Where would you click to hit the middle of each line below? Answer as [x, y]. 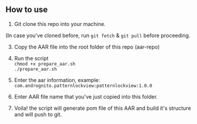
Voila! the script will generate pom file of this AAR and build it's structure [103, 108]
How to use [27, 10]
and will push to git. [38, 114]
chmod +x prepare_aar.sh [45, 64]
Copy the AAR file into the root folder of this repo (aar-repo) [87, 47]
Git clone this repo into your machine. [60, 24]
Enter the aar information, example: [57, 80]
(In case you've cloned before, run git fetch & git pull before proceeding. [98, 35]
